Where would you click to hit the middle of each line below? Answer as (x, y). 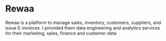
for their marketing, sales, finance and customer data (61, 33)
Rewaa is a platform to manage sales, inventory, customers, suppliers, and (83, 22)
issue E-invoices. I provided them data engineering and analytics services (83, 27)
